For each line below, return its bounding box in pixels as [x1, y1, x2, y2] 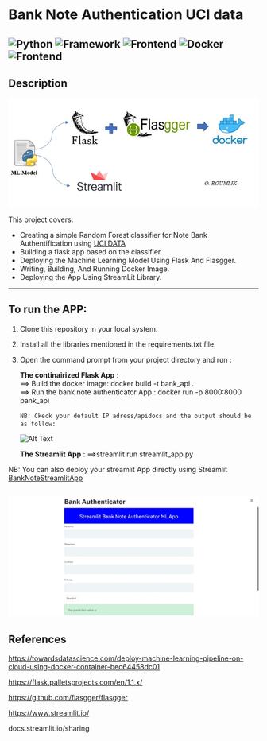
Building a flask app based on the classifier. [19, 246, 163, 256]
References [8, 632, 67, 646]
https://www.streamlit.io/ [8, 708, 90, 718]
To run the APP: [8, 303, 87, 316]
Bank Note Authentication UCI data [8, 6, 244, 24]
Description [8, 76, 68, 90]
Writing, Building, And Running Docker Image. [19, 264, 170, 274]
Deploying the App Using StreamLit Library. [19, 272, 162, 281]
